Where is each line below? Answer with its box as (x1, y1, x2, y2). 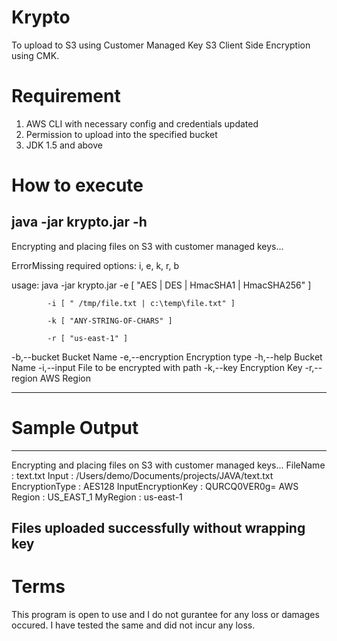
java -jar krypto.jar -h (11, 214, 148, 231)
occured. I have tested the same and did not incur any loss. (11, 619, 256, 631)
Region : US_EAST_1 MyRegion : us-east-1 (11, 491, 183, 503)
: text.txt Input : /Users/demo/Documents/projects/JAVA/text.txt (11, 469, 274, 481)
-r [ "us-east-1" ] (47, 333, 129, 343)
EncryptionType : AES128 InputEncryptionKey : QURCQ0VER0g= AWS (11, 480, 299, 492)
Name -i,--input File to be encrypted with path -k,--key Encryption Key (11, 361, 303, 373)
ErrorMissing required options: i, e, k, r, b (11, 259, 180, 271)
